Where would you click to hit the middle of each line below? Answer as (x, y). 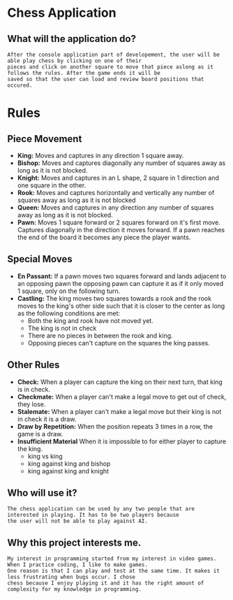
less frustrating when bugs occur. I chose (72, 577)
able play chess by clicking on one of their (74, 61)
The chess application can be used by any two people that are (101, 509)
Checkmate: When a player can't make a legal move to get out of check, (122, 397)
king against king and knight (68, 471)
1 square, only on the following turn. (69, 291)
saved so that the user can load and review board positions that (106, 79)
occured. (20, 85)
